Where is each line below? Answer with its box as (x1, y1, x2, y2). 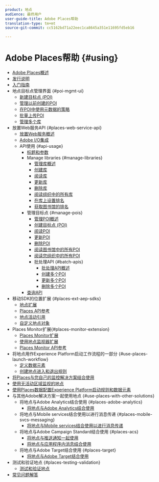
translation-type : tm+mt (5, 21, 56, 26)
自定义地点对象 (19, 320, 50, 326)
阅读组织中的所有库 (34, 191, 73, 197)
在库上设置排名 (34, 197, 65, 204)
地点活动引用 (19, 314, 45, 320)
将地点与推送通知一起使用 (26, 435, 79, 441)
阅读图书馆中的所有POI (34, 246, 80, 253)
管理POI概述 (34, 216, 59, 222)
